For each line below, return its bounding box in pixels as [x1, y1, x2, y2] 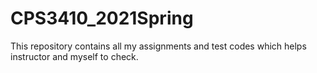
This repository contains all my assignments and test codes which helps [10, 40, 307, 52]
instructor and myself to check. [10, 50, 139, 62]
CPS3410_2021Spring [10, 7, 194, 30]
